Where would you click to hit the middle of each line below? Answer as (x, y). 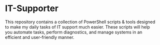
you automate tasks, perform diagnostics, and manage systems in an (74, 32)
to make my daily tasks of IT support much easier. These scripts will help (78, 27)
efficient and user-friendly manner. (40, 37)
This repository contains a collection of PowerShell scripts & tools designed (80, 22)
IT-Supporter (32, 8)
